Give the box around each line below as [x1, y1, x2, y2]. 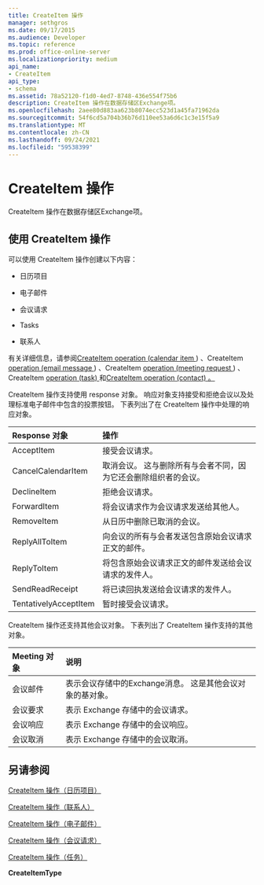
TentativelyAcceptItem [12, 599, 95, 610]
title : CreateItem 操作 [8, 11, 84, 20]
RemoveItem [12, 516, 59, 527]
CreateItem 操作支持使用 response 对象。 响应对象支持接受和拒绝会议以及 [8, 390, 247, 400]
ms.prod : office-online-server [8, 48, 111, 56]
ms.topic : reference [8, 41, 76, 49]
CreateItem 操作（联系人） [8, 802, 94, 811]
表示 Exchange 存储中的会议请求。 [65, 705, 193, 716]
